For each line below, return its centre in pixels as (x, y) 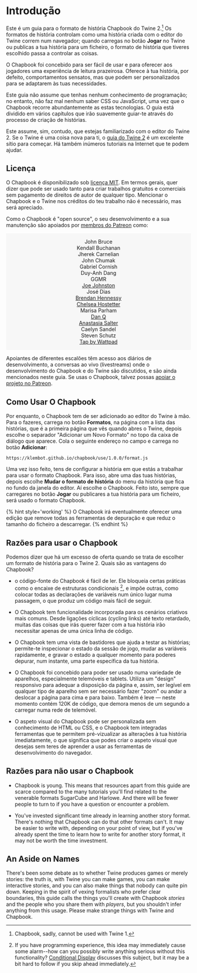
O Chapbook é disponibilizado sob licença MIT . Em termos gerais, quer (92, 182)
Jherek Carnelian (98, 254)
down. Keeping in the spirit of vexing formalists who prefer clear (84, 892)
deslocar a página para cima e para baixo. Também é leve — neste (95, 697)
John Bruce (98, 242)
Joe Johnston (98, 285)
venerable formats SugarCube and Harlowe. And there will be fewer (96, 798)
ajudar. (14, 150)
